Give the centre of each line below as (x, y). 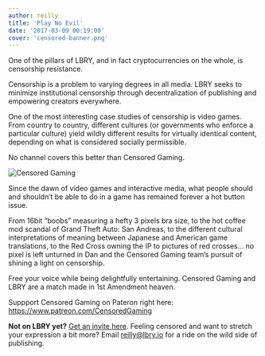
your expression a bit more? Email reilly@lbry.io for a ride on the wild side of (133, 334)
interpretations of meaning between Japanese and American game (118, 238)
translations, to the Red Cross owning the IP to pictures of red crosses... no (131, 246)
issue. (18, 205)
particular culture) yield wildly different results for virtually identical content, (132, 134)
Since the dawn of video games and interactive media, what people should (131, 189)
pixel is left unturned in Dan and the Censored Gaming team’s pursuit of (125, 255)
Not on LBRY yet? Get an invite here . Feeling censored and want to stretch (131, 327)
